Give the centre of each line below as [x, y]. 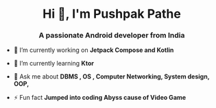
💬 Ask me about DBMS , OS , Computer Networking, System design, [111, 77]
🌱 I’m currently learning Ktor [54, 64]
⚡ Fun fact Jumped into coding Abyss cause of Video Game [100, 98]
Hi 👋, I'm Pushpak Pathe [112, 14]
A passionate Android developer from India [112, 36]
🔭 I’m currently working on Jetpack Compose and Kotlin [94, 50]
